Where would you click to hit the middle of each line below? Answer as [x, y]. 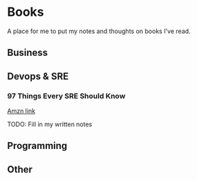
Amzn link [21, 111]
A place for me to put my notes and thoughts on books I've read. [99, 31]
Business [28, 53]
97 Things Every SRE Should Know [66, 96]
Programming [37, 146]
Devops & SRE [38, 76]
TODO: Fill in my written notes [50, 124]
